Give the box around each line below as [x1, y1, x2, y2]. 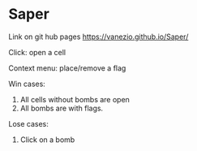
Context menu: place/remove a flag [8, 63, 126, 73]
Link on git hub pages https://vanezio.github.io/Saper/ [8, 32, 189, 41]
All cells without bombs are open [19, 94, 130, 104]
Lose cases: [8, 119, 49, 128]
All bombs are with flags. [19, 103, 104, 113]
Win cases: [8, 79, 46, 88]
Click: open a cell [8, 47, 66, 57]
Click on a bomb [19, 135, 75, 145]
